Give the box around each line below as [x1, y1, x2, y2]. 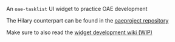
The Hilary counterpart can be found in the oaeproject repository [6, 17, 169, 24]
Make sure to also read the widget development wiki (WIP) [6, 29, 153, 36]
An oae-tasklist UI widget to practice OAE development [6, 5, 148, 12]
